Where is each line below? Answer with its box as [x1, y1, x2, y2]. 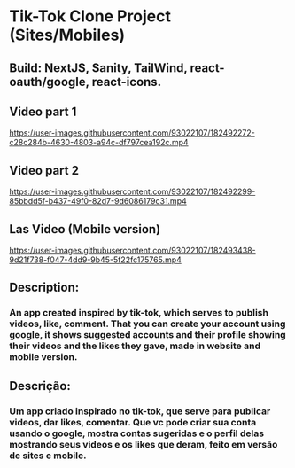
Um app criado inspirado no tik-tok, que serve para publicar [9, 405, 271, 417]
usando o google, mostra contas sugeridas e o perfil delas [9, 427, 264, 440]
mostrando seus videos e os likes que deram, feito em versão [9, 438, 278, 450]
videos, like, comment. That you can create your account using [9, 317, 286, 330]
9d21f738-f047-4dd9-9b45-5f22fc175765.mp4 [9, 254, 182, 265]
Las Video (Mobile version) [9, 222, 161, 237]
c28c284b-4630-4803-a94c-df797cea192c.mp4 [9, 137, 189, 148]
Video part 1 [9, 104, 77, 119]
